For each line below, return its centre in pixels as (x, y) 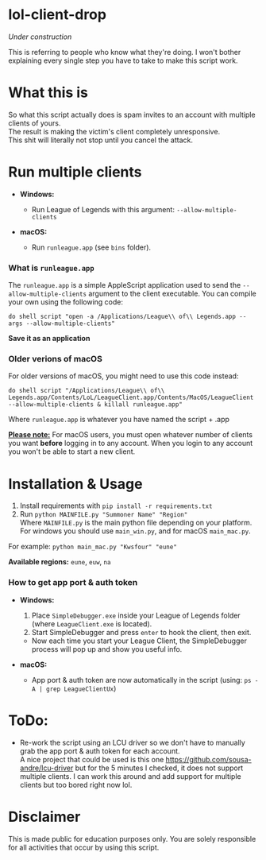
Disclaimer (44, 817)
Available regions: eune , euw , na (60, 562)
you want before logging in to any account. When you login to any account (131, 444)
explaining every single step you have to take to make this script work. (123, 60)
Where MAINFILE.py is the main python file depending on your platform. (136, 523)
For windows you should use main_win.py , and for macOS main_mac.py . (135, 531)
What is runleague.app (51, 268)
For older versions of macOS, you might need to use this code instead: (123, 376)
